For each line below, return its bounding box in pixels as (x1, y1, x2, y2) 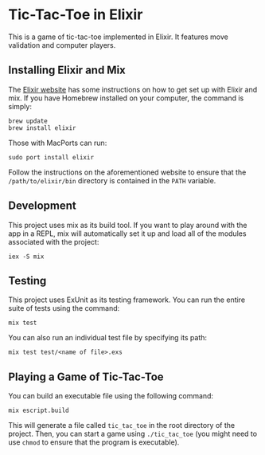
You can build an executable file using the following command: (8, 391, 213, 401)
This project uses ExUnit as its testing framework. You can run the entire (8, 295, 245, 304)
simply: (8, 101, 32, 111)
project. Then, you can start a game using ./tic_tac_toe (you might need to (8, 429, 257, 439)
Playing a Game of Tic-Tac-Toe (8, 370, 165, 383)
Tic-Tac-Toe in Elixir (8, 6, 143, 24)
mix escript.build (8, 406, 69, 415)
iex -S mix (8, 253, 45, 261)
